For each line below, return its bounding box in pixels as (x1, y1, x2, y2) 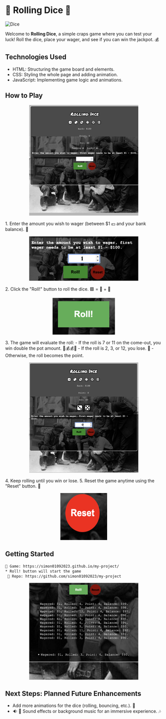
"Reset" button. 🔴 (5, 483, 41, 489)
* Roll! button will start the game (5, 569, 81, 574)
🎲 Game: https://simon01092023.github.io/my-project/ (5, 564, 120, 569)
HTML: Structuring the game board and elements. (12, 66, 115, 72)
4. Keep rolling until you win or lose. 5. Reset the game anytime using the (5, 477, 155, 484)
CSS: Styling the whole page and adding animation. (12, 71, 118, 77)
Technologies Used (5, 53, 66, 62)
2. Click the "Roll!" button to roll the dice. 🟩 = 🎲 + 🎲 (5, 286, 111, 292)
